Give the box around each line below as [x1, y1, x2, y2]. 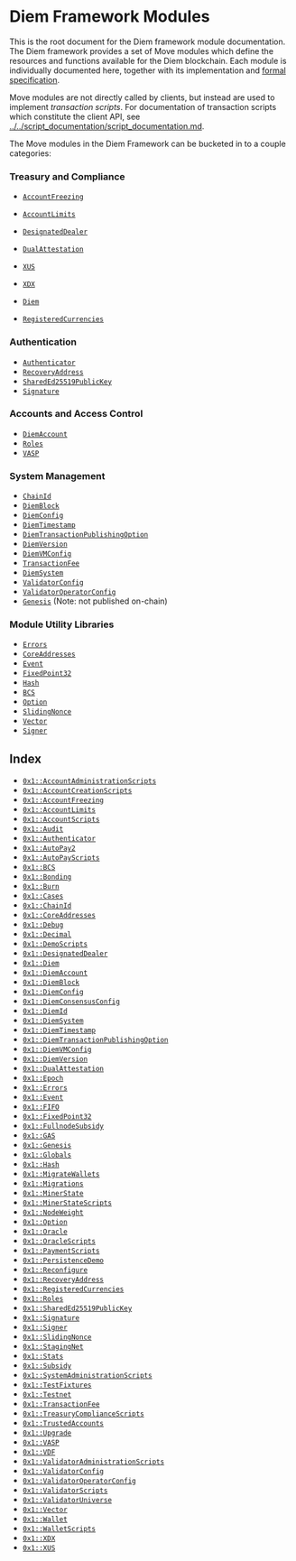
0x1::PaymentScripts [22, 1247, 100, 1256]
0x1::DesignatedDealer [22, 949, 108, 958]
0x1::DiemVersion [22, 1055, 88, 1064]
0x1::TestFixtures [22, 1381, 92, 1390]
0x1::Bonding [22, 873, 72, 882]
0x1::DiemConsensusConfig [22, 997, 120, 1007]
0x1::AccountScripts [22, 815, 100, 825]
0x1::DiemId [22, 1007, 68, 1016]
